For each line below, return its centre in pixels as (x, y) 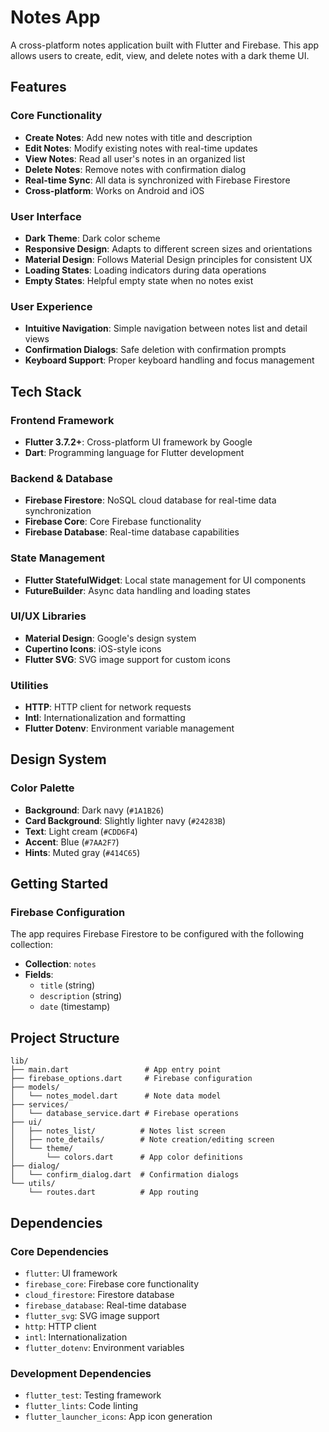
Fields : (39, 975)
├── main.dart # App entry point (116, 1070)
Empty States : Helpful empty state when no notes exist (139, 280)
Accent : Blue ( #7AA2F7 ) (72, 842)
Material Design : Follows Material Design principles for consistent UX (168, 259)
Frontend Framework (62, 420)
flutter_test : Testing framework (93, 1395)
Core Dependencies (60, 1251)
